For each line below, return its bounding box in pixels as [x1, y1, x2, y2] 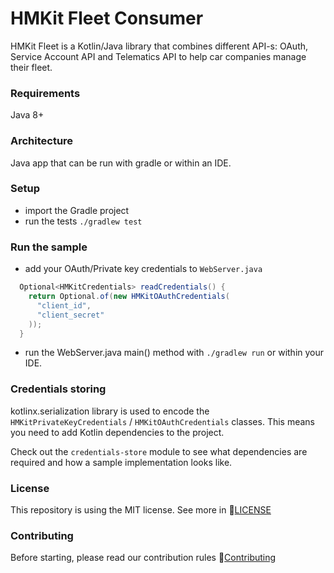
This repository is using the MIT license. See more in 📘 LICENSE [10, 503, 272, 516]
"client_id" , [36, 300, 92, 311]
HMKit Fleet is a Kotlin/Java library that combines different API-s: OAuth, [10, 40, 309, 52]
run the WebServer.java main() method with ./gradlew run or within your [24, 347, 325, 359]
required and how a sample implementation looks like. [10, 456, 233, 468]
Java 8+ [10, 109, 45, 121]
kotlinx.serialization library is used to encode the [10, 405, 210, 417]
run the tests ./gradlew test [24, 215, 143, 227]
